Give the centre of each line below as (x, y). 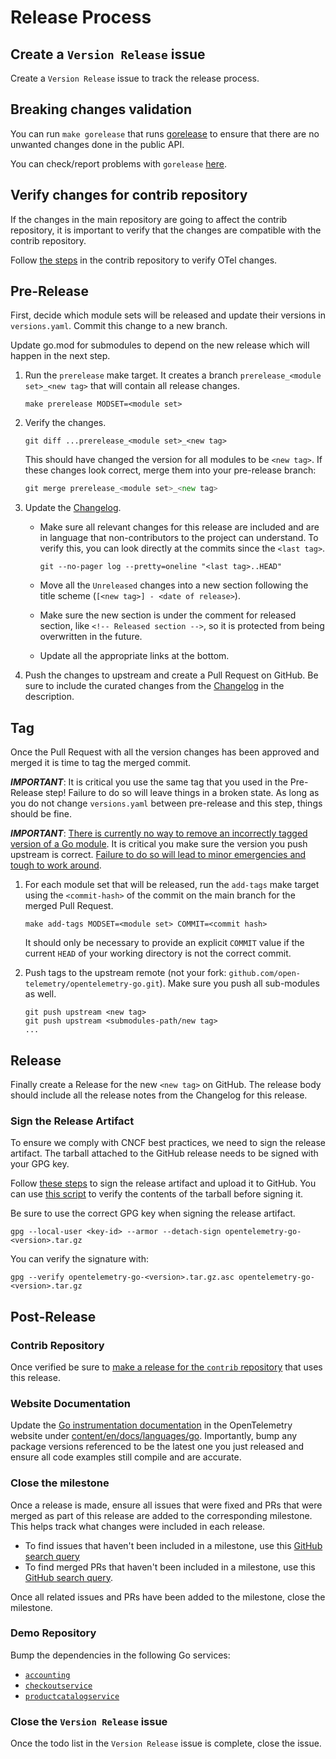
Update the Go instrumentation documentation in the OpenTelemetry (151, 1425)
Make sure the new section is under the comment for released (168, 615)
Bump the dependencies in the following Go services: (120, 1655)
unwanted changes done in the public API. (97, 144)
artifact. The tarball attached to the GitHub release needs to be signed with (164, 1153)
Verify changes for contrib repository (129, 195)
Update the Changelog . (73, 508)
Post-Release (53, 1316)
